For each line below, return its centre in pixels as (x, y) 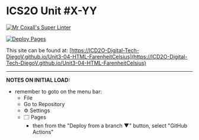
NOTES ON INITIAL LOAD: (38, 80)
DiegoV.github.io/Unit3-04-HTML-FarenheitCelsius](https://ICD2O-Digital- (97, 56)
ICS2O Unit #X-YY (52, 11)
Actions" (43, 132)
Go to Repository (44, 104)
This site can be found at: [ (39, 50)
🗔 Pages (35, 117)
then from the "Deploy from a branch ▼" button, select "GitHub (110, 125)
